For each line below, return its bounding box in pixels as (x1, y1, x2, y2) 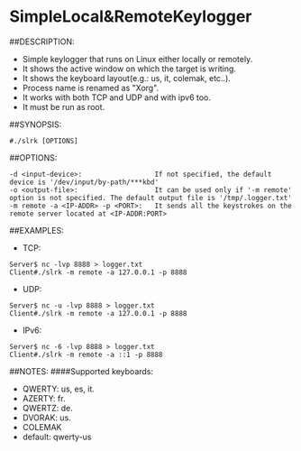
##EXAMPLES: (9, 225, 65, 235)
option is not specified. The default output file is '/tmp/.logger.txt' (9, 193, 293, 202)
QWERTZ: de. (22, 402, 74, 413)
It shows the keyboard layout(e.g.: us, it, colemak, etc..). (22, 72, 232, 83)
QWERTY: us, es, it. (22, 383, 95, 394)
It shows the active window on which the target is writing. (22, 63, 237, 74)
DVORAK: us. (22, 412, 72, 423)
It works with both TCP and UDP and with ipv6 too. (22, 92, 212, 103)
